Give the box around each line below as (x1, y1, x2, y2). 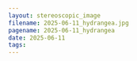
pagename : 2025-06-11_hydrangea (8, 26, 115, 34)
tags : (8, 41, 26, 49)
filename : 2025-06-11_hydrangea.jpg (8, 19, 129, 27)
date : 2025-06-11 (8, 33, 66, 42)
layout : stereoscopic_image (8, 11, 101, 20)
